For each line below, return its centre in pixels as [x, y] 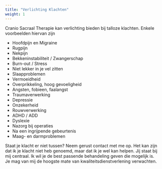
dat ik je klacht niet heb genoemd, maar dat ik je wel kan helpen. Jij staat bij [81, 151]
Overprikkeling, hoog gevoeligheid [47, 84]
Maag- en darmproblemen [39, 136]
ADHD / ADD [25, 115]
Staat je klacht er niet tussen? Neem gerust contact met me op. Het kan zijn [81, 146]
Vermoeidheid [26, 79]
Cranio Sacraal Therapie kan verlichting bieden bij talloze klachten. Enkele [80, 28]
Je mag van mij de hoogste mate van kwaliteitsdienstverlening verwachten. [81, 161]
